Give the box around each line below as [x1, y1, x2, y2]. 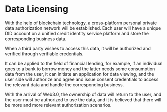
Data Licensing [5, 3, 69, 15]
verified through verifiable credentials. [5, 51, 84, 57]
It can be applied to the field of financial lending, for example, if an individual [5, 60, 163, 66]
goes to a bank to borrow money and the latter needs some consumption [5, 66, 155, 72]
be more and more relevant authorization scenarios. [5, 102, 112, 108]
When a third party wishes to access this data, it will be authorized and [5, 45, 151, 51]
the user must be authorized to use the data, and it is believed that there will [5, 96, 161, 103]
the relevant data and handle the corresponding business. [5, 81, 124, 88]
